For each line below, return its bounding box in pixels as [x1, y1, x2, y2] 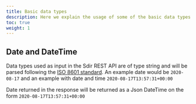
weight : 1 [6, 25, 31, 31]
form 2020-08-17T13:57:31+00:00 [6, 92, 85, 100]
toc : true [6, 19, 31, 25]
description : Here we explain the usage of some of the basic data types [6, 14, 191, 20]
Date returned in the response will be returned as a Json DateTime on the [6, 86, 184, 93]
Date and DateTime [6, 46, 78, 56]
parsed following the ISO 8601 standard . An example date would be [6, 69, 170, 76]
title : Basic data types [6, 8, 67, 15]
